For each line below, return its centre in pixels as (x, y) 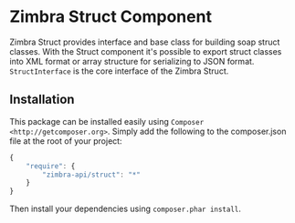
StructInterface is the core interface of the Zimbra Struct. (119, 71)
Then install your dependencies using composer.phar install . (126, 209)
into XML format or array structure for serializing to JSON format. (132, 61)
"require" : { (51, 166)
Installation (42, 100)
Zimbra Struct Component (111, 17)
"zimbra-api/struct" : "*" (92, 175)
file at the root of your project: (66, 141)
